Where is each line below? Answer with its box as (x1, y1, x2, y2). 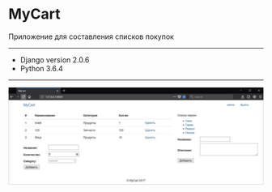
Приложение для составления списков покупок (8, 32, 174, 41)
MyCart (8, 5, 61, 23)
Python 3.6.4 (19, 63, 63, 73)
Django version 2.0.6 (19, 54, 90, 65)
